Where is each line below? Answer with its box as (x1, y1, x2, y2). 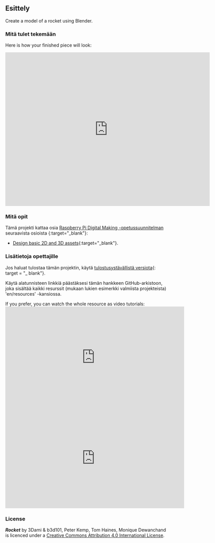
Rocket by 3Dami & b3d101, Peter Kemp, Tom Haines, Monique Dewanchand (5, 527, 166, 533)
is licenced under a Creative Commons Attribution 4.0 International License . (5, 532, 165, 538)
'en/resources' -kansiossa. (5, 290, 62, 297)
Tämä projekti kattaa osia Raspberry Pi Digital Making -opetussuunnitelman (5, 225, 164, 231)
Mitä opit (5, 213, 28, 220)
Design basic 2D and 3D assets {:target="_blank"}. (12, 240, 118, 246)
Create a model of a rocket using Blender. (5, 17, 93, 24)
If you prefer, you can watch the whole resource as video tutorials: (5, 301, 145, 307)
